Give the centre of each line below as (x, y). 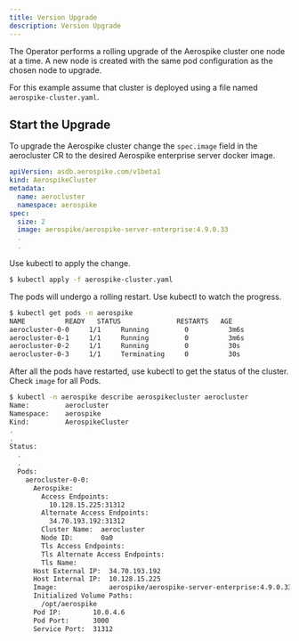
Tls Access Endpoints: (83, 546)
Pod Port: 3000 (71, 621)
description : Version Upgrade (65, 26)
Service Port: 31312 (73, 629)
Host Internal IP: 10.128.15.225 (97, 580)
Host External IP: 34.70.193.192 (97, 571)
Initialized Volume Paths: (83, 596)
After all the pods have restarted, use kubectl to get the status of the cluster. (149, 371)
